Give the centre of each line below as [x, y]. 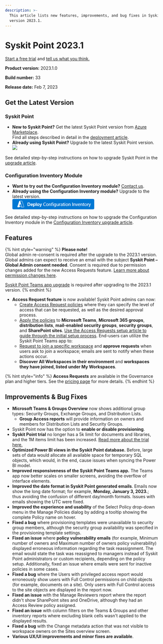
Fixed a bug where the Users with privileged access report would [77, 574]
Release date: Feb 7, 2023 [32, 87]
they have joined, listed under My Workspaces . [68, 367]
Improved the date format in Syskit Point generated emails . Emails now [84, 486]
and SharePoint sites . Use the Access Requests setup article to [83, 331]
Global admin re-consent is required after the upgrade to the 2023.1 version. [81, 255]
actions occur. [33, 356]
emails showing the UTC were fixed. [48, 502]
